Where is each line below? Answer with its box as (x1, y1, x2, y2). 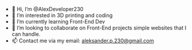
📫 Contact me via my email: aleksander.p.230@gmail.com (11, 37, 154, 44)
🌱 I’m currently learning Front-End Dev (11, 18, 105, 25)
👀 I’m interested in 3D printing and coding (11, 12, 113, 19)
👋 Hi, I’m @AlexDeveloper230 (11, 6, 84, 12)
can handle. (11, 31, 41, 38)
